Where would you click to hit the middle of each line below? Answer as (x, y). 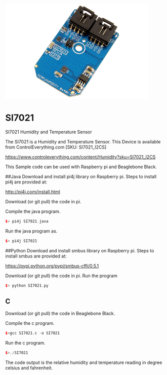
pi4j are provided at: (26, 182)
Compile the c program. (30, 323)
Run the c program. (25, 343)
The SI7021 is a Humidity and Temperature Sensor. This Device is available (83, 141)
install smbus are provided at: (36, 256)
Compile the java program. (33, 211)
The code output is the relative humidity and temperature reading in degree (84, 363)
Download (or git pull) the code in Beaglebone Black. (60, 314)
